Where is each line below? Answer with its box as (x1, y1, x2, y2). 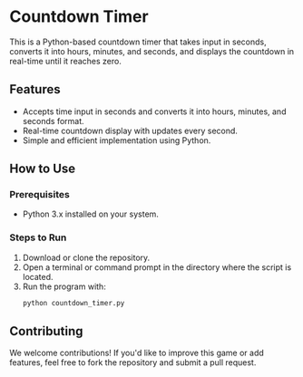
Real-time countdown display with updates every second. (22, 125, 239, 136)
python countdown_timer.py (22, 298, 125, 307)
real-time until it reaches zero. (9, 55, 122, 66)
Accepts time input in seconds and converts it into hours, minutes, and (22, 106, 287, 117)
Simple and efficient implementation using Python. (22, 134, 211, 146)
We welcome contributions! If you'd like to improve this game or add (9, 347, 265, 359)
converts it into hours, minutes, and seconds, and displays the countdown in (9, 45, 295, 56)
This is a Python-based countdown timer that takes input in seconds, (9, 36, 267, 47)
